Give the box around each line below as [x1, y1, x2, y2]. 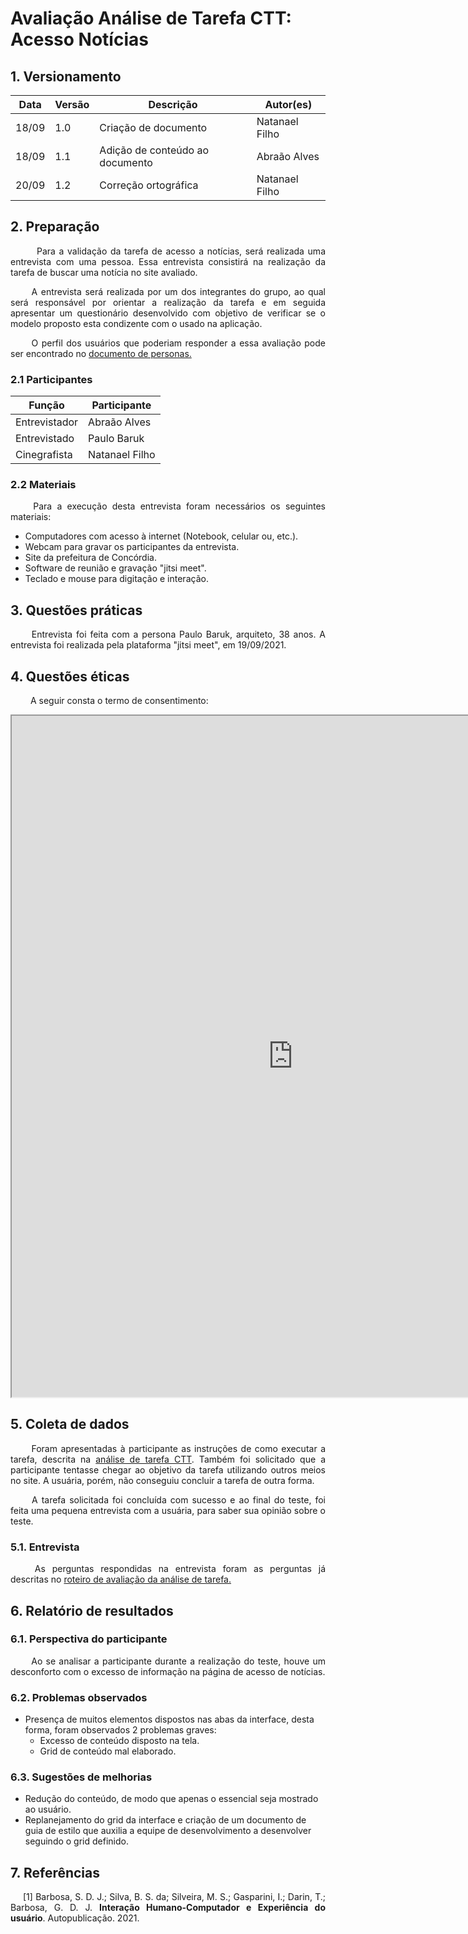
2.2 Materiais [10, 478, 77, 492]
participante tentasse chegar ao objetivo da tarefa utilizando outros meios [10, 1463, 326, 1476]
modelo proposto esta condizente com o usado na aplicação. [10, 317, 263, 329]
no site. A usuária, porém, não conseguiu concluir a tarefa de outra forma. [10, 1474, 315, 1486]
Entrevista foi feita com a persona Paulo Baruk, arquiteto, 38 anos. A [31, 628, 326, 641]
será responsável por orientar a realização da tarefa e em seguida [10, 296, 326, 308]
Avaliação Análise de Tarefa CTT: [10, 7, 292, 30]
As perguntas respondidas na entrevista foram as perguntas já [34, 1563, 326, 1575]
